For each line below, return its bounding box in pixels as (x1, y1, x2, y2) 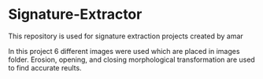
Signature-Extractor (8, 5, 143, 23)
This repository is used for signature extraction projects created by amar (8, 31, 244, 41)
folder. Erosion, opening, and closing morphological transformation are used (8, 55, 256, 64)
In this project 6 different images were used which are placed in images (8, 46, 240, 56)
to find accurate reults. (8, 63, 82, 72)
